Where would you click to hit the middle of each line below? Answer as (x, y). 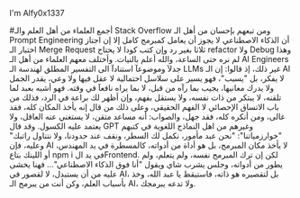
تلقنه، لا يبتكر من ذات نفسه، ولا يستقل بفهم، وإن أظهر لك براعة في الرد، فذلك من (145, 97)
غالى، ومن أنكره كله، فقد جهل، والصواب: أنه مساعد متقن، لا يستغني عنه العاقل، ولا (147, 117)
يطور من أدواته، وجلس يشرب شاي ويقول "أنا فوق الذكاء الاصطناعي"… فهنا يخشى (146, 164)
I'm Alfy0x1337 (37, 13)
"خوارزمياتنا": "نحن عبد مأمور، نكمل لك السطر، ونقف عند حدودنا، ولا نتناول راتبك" (145, 135)
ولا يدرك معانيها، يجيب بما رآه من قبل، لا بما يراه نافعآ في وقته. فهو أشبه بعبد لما (142, 88)
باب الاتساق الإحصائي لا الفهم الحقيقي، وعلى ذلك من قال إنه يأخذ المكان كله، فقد (144, 107)
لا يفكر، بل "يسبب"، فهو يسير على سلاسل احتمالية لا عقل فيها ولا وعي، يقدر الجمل (147, 78)
